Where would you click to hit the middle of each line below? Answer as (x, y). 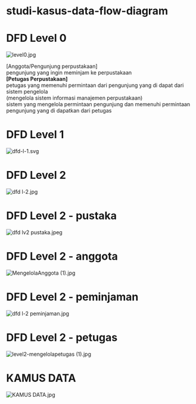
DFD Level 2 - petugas (62, 337)
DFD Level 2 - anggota (62, 257)
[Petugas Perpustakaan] (37, 79)
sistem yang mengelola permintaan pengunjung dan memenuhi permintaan (98, 104)
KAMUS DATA (41, 378)
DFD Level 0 (36, 38)
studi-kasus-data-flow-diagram (87, 11)
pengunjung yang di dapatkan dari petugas (59, 111)
